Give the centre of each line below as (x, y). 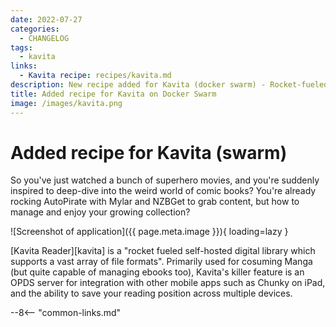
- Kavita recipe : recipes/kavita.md (95, 76)
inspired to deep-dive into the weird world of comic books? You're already (163, 191)
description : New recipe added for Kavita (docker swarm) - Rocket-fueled (169, 85)
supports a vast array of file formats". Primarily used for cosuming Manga (161, 262)
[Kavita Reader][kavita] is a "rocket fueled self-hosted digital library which (163, 251)
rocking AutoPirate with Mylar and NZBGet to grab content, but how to (155, 202)
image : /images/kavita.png (66, 103)
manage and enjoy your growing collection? (100, 212)
